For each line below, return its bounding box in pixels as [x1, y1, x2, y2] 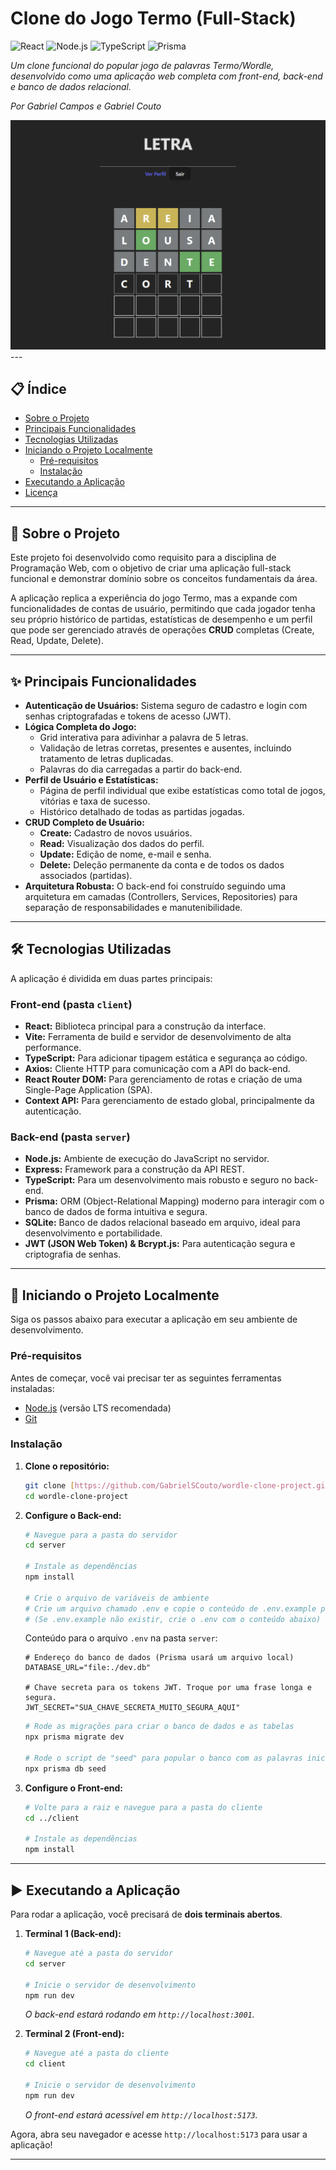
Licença [24, 487, 58, 499]
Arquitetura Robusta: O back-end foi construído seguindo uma [24, 880, 286, 892]
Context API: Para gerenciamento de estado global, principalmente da [24, 1095, 315, 1107]
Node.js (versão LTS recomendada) [24, 1402, 172, 1414]
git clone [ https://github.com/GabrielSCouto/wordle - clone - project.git [24, 1480, 330, 1491]
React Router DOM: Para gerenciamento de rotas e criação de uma [24, 1073, 303, 1086]
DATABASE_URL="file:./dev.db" [24, 1663, 152, 1673]
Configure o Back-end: [24, 1509, 122, 1521]
